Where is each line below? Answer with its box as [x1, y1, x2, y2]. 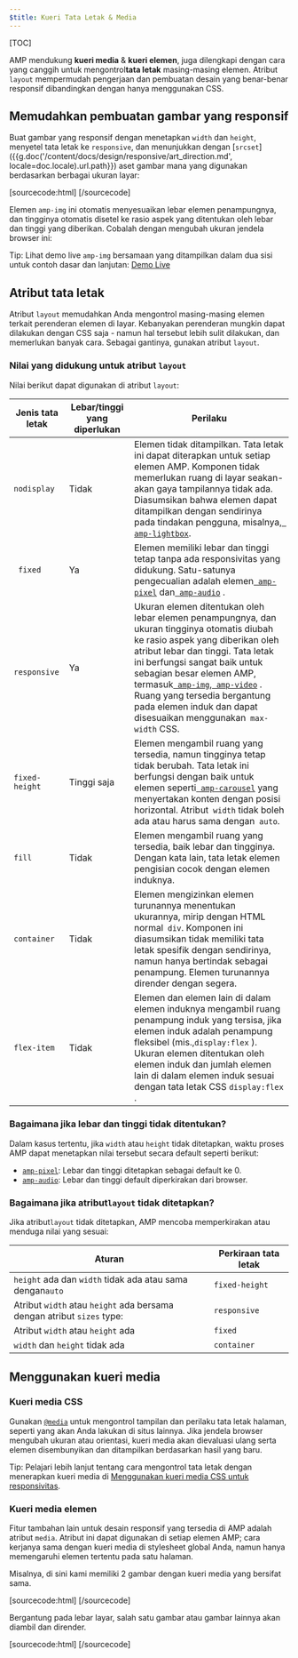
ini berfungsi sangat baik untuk [134, 655, 263, 668]
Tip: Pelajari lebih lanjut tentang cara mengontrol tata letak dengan [9, 1462, 253, 1472]
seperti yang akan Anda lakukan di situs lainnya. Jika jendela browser [9, 1425, 263, 1436]
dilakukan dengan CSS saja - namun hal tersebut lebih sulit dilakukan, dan [9, 328, 280, 339]
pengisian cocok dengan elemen [134, 862, 271, 875]
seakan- [247, 471, 284, 484]
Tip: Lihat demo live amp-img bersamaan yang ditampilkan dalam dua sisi [9, 250, 273, 260]
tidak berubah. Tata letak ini [134, 759, 250, 772]
